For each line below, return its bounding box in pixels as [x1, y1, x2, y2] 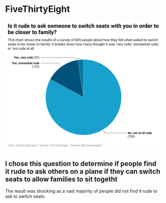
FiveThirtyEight [5, 3, 71, 15]
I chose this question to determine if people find [5, 159, 157, 168]
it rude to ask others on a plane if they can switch [5, 167, 161, 176]
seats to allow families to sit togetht [5, 175, 118, 183]
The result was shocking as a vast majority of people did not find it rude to [5, 188, 158, 194]
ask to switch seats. [5, 194, 46, 200]
